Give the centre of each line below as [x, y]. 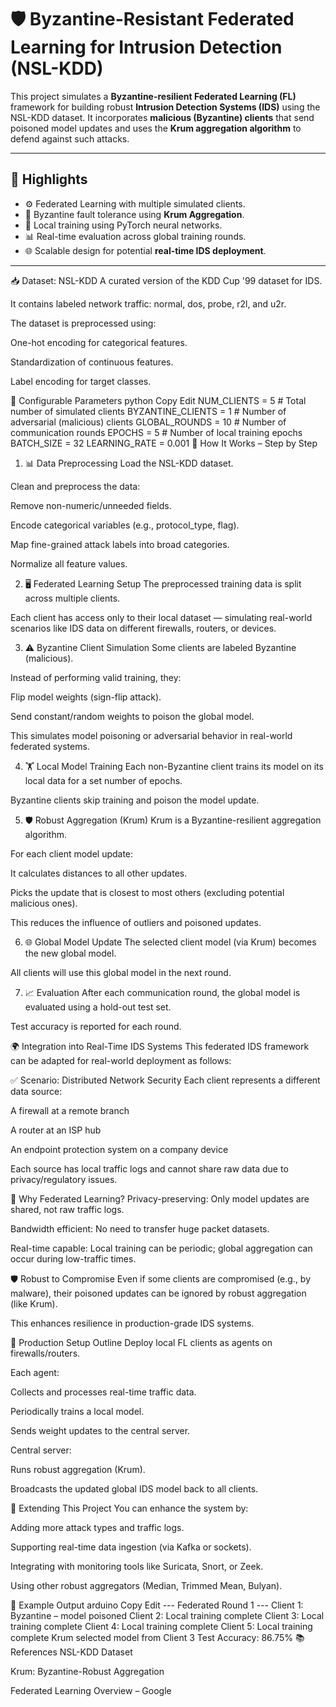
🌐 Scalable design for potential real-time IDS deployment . [145, 250]
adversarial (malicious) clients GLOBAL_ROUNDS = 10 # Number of [148, 422]
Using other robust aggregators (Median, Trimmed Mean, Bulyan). [146, 1585]
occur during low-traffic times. [73, 1258]
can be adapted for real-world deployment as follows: [121, 1060]
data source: [36, 1091]
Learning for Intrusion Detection [146, 47]
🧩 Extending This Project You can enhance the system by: [129, 1508]
